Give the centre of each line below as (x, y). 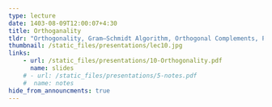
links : (19, 53)
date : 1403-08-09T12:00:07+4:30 (63, 23)
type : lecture (32, 16)
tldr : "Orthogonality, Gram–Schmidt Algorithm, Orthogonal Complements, (134, 38)
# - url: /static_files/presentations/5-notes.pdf (110, 76)
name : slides (52, 68)
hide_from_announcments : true (59, 91)
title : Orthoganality (45, 31)
